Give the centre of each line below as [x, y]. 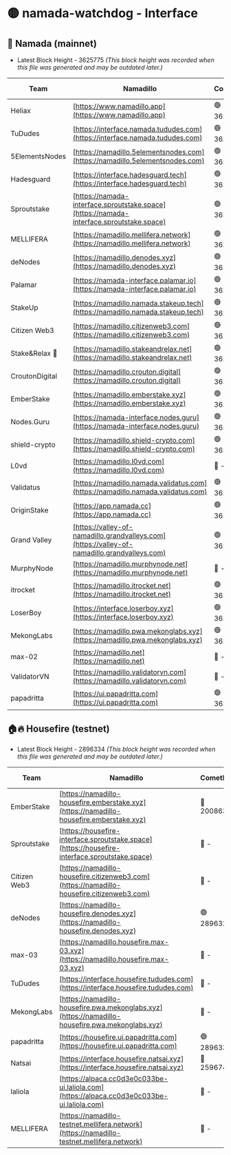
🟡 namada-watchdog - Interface [102, 13]
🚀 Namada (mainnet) [52, 43]
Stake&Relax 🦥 [34, 353]
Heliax [21, 110]
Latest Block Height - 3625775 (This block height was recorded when [115, 60]
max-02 [24, 657]
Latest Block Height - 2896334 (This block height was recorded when [116, 749]
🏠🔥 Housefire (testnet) [58, 729]
